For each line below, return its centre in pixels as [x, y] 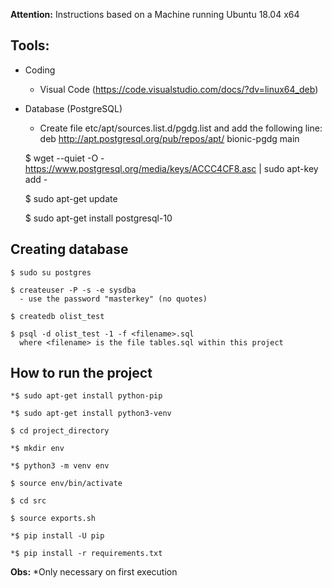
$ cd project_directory [60, 431]
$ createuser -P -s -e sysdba [73, 290]
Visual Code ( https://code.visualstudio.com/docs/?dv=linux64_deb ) [179, 89]
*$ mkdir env [37, 449]
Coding [40, 70]
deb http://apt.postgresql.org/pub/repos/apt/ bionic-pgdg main [169, 138]
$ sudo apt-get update [71, 198]
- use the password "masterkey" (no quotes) [113, 299]
